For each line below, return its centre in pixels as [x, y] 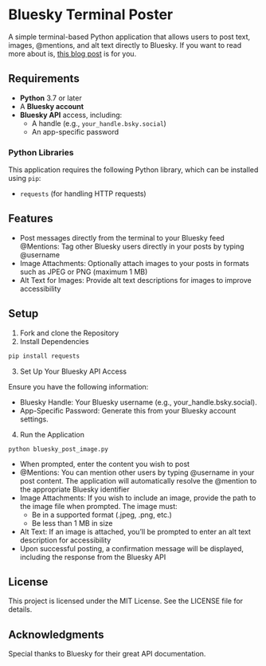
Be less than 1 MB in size [72, 523]
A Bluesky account [52, 106]
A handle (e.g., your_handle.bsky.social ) [99, 123]
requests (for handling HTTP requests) [83, 194]
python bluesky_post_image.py [59, 449]
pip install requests [44, 356]
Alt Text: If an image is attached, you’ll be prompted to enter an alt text [135, 531]
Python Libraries [41, 152]
